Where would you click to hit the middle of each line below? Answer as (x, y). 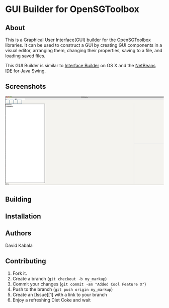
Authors (18, 234)
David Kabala (19, 245)
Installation (23, 216)
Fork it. (20, 273)
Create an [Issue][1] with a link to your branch (60, 294)
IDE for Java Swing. (26, 71)
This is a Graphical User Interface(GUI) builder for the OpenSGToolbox (78, 40)
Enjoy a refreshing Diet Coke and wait (52, 300)
